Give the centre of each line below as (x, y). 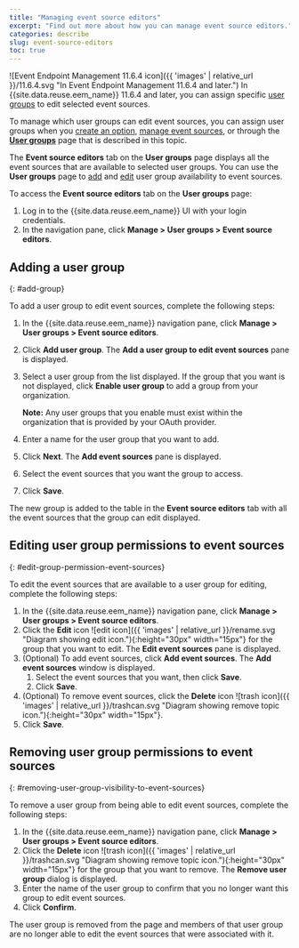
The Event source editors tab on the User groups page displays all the (139, 157)
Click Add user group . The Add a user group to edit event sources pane (156, 349)
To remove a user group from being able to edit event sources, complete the (149, 805)
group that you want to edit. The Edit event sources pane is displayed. (152, 648)
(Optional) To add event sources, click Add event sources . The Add (146, 658)
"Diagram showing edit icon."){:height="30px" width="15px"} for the (147, 639)
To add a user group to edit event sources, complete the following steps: (142, 305)
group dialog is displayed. (70, 879)
